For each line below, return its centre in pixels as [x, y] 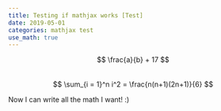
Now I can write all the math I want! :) [69, 100]
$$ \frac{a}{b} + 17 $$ [133, 60]
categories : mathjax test [51, 30]
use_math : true [33, 37]
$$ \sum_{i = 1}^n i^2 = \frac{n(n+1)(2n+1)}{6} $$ [133, 84]
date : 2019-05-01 [37, 23]
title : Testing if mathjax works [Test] [76, 15]
